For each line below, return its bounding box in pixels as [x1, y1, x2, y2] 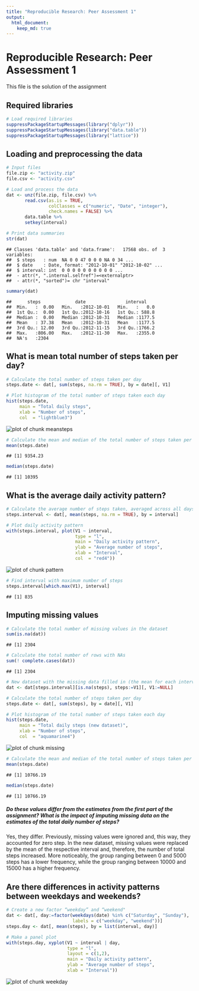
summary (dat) [6, 288, 38, 294]
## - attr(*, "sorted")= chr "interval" [6, 277, 110, 284]
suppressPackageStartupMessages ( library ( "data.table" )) [6, 127, 147, 133]
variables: [6, 252, 33, 258]
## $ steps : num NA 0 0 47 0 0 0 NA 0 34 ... [6, 257, 134, 263]
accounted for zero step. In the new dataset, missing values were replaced [6, 840, 188, 847]
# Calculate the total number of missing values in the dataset [6, 626, 168, 632]
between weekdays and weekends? [6, 891, 141, 901]
